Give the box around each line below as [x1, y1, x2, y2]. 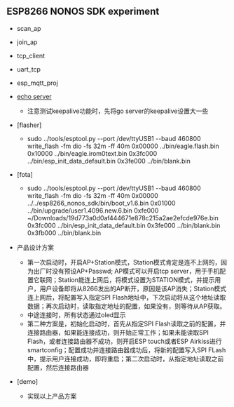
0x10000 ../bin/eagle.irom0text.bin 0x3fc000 [27, 149, 158, 157]
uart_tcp [16, 65, 41, 73]
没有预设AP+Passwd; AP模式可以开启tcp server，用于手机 [51, 267, 220, 275]
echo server [16, 92, 52, 100]
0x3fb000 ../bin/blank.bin [27, 228, 102, 237]
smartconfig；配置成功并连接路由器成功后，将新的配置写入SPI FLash [27, 345, 226, 354]
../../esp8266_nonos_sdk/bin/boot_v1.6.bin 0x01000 [27, 199, 176, 207]
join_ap [16, 38, 38, 46]
